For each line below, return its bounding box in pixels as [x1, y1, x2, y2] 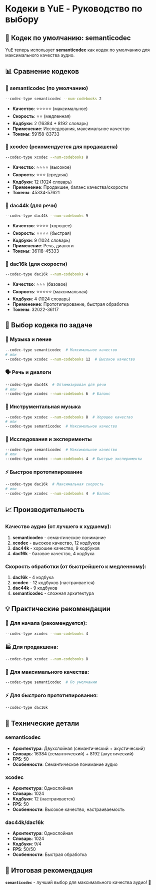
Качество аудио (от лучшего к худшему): [5, 523, 111, 530]
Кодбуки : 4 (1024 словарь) [12, 296, 70, 302]
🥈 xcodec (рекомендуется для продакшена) [5, 143, 118, 150]
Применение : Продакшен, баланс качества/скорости [12, 184, 128, 190]
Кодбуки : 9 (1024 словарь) [12, 237, 70, 243]
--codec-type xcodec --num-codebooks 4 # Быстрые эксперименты [5, 457, 142, 462]
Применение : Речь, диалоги [12, 242, 74, 248]
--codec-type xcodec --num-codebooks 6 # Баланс [5, 391, 111, 396]
